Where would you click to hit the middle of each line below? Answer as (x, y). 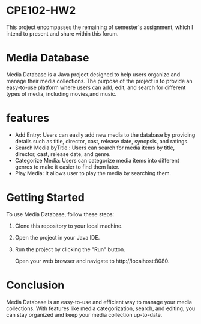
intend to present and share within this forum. (62, 33)
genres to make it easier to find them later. (67, 167)
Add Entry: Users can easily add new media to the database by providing (105, 135)
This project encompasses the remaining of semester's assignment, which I (100, 27)
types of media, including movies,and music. (61, 93)
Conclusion (35, 285)
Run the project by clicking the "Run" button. (70, 249)
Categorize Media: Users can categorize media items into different (97, 160)
